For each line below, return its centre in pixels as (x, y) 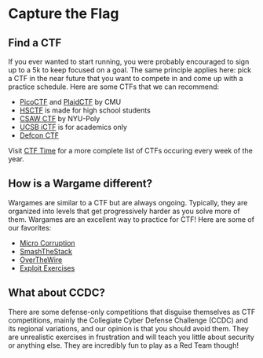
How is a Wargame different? (80, 184)
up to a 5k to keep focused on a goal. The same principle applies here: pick (130, 70)
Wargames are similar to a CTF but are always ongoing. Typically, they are (128, 202)
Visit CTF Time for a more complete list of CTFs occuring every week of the (130, 151)
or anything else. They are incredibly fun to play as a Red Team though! (124, 345)
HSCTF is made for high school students (85, 110)
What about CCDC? (57, 293)
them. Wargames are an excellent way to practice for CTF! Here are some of (131, 219)
